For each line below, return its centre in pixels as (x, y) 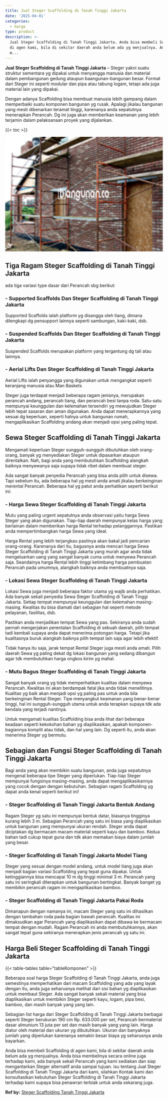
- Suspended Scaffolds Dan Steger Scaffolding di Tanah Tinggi (83, 334)
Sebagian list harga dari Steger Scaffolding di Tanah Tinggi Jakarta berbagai (84, 1014)
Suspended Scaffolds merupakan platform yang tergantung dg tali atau (78, 351)
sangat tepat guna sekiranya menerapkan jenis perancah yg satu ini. (75, 933)
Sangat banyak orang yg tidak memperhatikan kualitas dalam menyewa (78, 682)
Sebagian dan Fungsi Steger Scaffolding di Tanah (83, 751)
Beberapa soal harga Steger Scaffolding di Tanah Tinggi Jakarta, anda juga (82, 978)
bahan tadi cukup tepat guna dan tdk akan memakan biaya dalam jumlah (80, 837)
